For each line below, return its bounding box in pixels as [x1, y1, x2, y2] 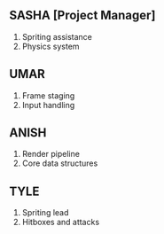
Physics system [21, 41, 80, 51]
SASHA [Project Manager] [9, 8, 156, 23]
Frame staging [21, 90, 75, 101]
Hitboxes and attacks [21, 217, 100, 228]
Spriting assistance [21, 31, 93, 42]
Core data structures [21, 158, 98, 168]
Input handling [21, 99, 75, 110]
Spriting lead [21, 207, 69, 218]
